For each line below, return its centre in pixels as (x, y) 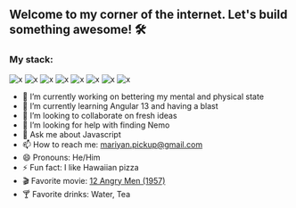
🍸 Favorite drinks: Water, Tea (76, 194)
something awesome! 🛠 (78, 30)
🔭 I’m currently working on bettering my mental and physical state (143, 96)
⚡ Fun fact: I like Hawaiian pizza (81, 167)
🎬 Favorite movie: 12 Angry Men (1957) (94, 180)
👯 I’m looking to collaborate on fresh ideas (99, 115)
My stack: (31, 60)
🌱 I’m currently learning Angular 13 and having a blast (120, 105)
